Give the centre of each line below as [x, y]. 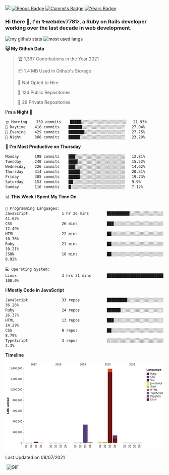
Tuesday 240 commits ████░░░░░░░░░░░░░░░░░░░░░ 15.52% [75, 162]
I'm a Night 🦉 [19, 112]
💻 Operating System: [28, 269]
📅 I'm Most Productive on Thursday [43, 147]
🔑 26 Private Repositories [44, 102]
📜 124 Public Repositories [44, 93]
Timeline [15, 355]
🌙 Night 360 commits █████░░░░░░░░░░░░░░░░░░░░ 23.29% [75, 137]
